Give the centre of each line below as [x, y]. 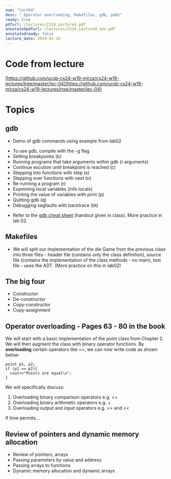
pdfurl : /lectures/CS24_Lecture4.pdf [46, 24]
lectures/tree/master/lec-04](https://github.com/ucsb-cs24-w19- [74, 84]
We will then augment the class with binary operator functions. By [75, 344]
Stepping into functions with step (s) [51, 173]
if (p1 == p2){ [22, 369]
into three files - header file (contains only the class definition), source [87, 255]
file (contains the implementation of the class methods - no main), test [87, 260]
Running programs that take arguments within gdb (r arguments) [81, 161]
